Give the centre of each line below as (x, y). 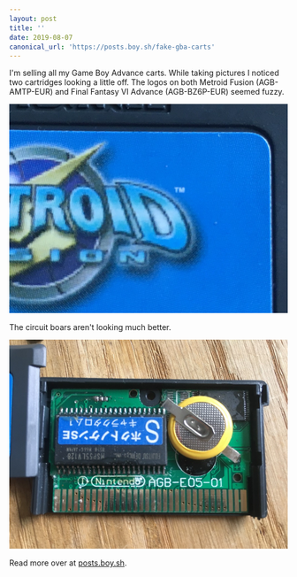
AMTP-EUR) (31, 92)
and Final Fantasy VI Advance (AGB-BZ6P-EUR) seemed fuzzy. (169, 92)
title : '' (27, 28)
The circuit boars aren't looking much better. (90, 327)
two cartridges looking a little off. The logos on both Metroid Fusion (132, 82)
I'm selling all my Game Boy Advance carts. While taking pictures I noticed (145, 73)
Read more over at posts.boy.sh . (68, 563)
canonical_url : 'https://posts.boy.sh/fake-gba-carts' (112, 47)
